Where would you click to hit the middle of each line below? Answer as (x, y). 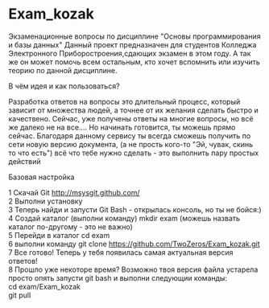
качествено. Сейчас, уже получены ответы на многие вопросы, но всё (131, 118)
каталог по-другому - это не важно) (70, 227)
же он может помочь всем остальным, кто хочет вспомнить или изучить (134, 62)
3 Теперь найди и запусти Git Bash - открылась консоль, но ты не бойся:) (135, 209)
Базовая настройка (41, 177)
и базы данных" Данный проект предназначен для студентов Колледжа (132, 44)
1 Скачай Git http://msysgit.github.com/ (74, 192)
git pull (20, 295)
